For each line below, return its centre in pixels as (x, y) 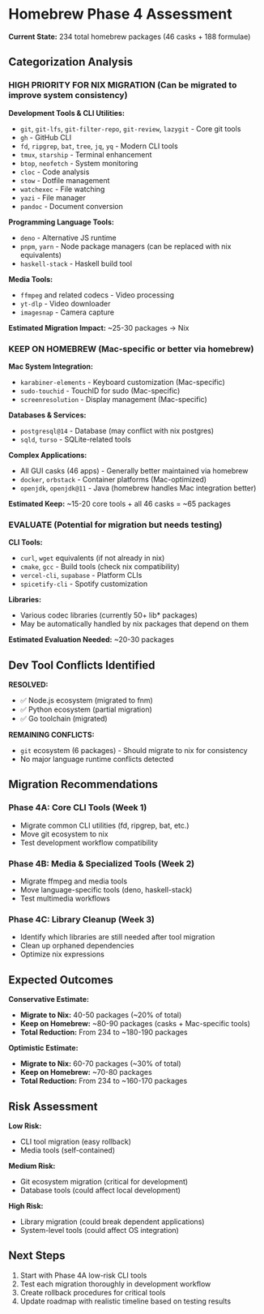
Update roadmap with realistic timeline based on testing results (126, 1301)
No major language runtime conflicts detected (97, 760)
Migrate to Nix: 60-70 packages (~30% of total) (100, 1064)
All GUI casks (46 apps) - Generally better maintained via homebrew (134, 470)
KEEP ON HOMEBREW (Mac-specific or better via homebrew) (131, 349)
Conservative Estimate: (49, 999)
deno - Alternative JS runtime (68, 238)
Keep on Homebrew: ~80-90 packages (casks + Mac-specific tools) (135, 1024)
